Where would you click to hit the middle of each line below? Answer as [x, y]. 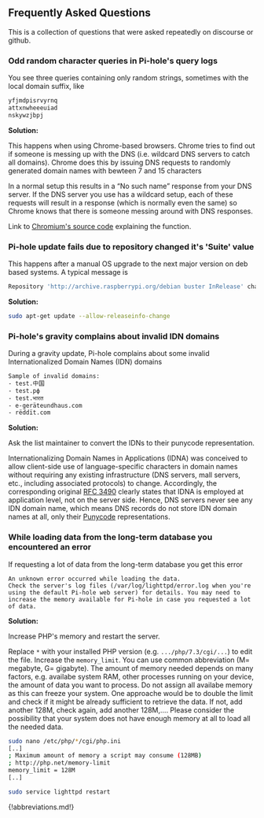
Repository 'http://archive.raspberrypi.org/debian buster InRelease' [126, 287]
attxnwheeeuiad [33, 108]
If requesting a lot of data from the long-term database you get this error [126, 564]
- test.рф [24, 390]
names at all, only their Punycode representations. [89, 517]
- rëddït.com [29, 413]
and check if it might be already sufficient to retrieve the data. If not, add [125, 701]
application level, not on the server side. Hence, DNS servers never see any [130, 500]
